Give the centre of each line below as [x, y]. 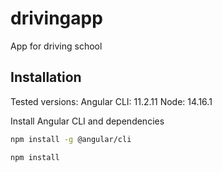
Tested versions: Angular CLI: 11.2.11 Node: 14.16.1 [111, 101]
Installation [46, 77]
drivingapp [56, 18]
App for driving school [56, 46]
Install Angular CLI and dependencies [87, 121]
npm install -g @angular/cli [71, 139]
